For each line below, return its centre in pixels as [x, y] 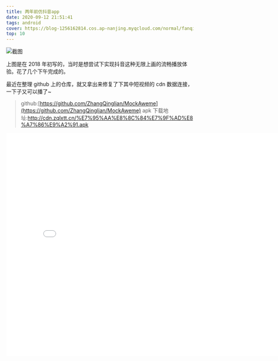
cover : [14, 28]
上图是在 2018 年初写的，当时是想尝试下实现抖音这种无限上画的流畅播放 [94, 64]
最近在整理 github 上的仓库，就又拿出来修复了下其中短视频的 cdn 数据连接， [99, 84]
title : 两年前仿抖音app [33, 12]
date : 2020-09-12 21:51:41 [40, 17]
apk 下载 [153, 111]
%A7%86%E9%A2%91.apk [55, 125]
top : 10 [16, 34]
